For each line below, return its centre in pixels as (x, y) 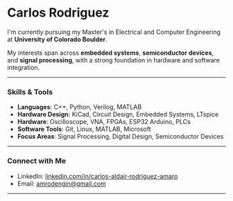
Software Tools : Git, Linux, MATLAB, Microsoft (84, 129)
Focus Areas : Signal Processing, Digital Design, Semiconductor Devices (120, 137)
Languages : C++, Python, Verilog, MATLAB (79, 107)
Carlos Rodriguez (58, 13)
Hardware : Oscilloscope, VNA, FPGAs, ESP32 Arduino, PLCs (104, 122)
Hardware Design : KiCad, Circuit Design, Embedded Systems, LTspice (118, 114)
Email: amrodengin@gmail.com (61, 183)
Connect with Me (37, 161)
